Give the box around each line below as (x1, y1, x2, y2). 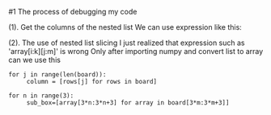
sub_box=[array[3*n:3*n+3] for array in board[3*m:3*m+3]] (26, 99, 230, 107)
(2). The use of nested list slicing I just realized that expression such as (8, 38, 245, 47)
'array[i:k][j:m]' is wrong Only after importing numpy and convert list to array (8, 47, 264, 55)
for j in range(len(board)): (8, 71, 107, 79)
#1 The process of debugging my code (8, 7, 138, 16)
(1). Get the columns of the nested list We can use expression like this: (8, 23, 243, 31)
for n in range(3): (8, 92, 74, 100)
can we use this (8, 55, 61, 64)
